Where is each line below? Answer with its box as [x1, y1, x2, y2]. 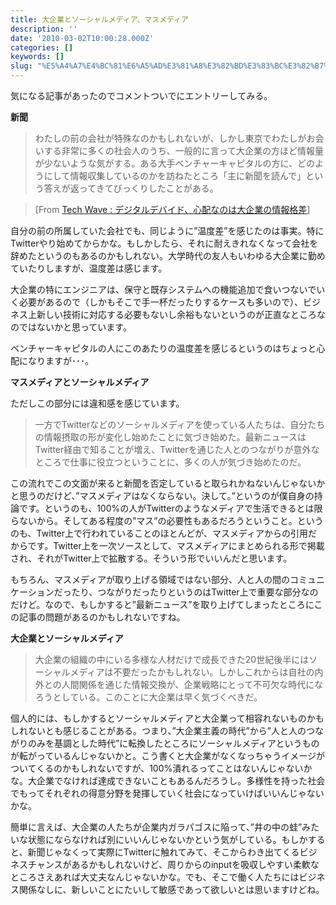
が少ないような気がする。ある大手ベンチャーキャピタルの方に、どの [34, 157, 315, 169]
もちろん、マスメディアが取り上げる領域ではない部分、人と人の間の [10, 574, 291, 585]
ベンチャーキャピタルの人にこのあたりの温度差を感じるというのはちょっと [10, 342, 317, 354]
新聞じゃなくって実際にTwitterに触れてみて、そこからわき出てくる [27, 846, 300, 858]
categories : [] [10, 42, 74, 53]
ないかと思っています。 [36, 321, 132, 333]
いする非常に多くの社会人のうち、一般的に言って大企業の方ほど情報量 [34, 145, 325, 156]
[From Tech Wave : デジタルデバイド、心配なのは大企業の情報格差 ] [34, 204, 311, 215]
